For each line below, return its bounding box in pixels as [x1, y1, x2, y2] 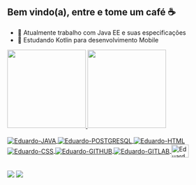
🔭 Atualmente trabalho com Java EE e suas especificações [17, 28, 186, 37]
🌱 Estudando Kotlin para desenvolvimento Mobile [17, 35, 159, 44]
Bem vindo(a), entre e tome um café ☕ [7, 6, 176, 18]
